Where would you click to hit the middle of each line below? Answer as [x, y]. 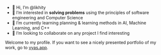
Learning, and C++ [31, 28]
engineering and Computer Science [47, 18]
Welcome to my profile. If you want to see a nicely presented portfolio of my [80, 42]
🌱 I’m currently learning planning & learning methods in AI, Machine [79, 23]
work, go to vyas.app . [27, 48]
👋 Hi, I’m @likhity [29, 7]
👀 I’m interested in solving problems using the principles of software [80, 13]
